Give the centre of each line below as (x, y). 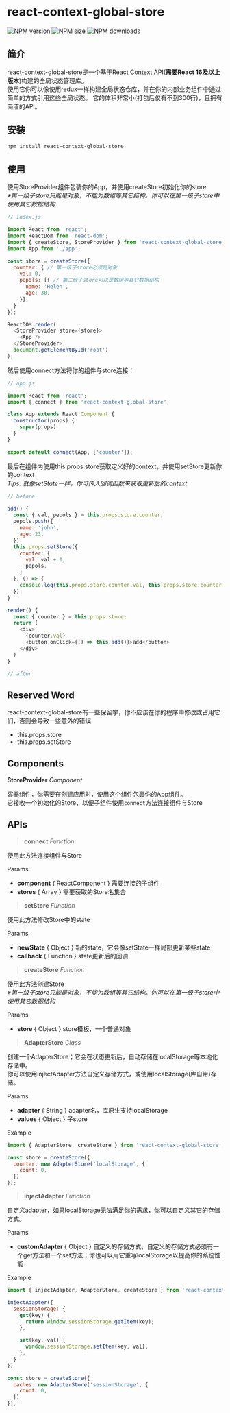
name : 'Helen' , (47, 287)
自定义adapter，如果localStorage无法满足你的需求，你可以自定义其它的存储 (114, 1210)
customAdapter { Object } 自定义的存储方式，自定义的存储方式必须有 (115, 1247)
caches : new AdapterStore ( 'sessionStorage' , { (81, 1385)
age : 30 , (38, 293)
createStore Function (54, 969)
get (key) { (35, 1315)
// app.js (21, 383)
